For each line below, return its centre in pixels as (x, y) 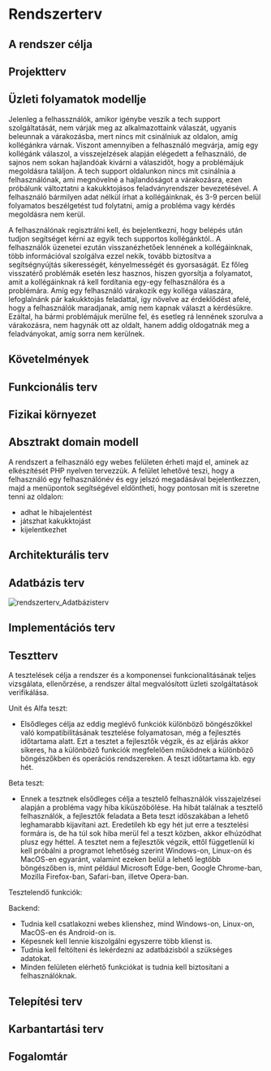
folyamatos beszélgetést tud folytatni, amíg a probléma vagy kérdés (122, 205)
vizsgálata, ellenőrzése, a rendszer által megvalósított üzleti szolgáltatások (133, 684)
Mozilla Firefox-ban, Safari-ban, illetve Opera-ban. (104, 876)
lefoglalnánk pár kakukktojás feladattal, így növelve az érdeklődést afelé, (130, 299)
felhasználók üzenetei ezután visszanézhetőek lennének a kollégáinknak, (131, 247)
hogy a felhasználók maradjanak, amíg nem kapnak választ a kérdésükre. (131, 308)
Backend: (24, 908)
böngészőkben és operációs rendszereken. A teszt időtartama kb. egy (138, 758)
